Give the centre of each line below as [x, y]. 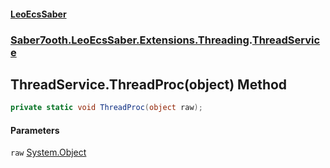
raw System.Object [48, 152]
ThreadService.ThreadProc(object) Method [149, 84]
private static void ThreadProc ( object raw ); [106, 108]
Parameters [35, 130]
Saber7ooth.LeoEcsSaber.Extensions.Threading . [131, 40]
